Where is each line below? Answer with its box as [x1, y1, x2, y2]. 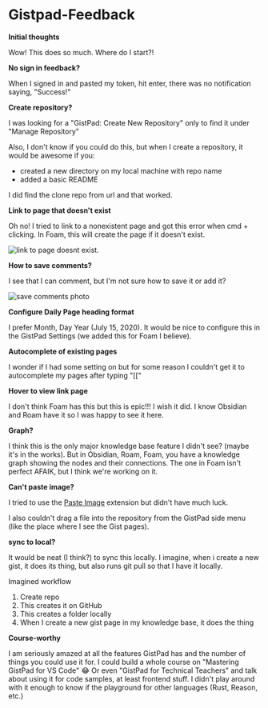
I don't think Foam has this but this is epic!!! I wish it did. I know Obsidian [8, 402, 247, 411]
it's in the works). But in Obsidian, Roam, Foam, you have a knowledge [8, 450, 240, 459]
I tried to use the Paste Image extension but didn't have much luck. [8, 498, 229, 507]
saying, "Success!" [8, 86, 71, 97]
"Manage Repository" [8, 126, 80, 136]
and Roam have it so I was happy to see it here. [8, 410, 164, 419]
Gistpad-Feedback [8, 6, 135, 24]
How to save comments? [8, 260, 92, 270]
